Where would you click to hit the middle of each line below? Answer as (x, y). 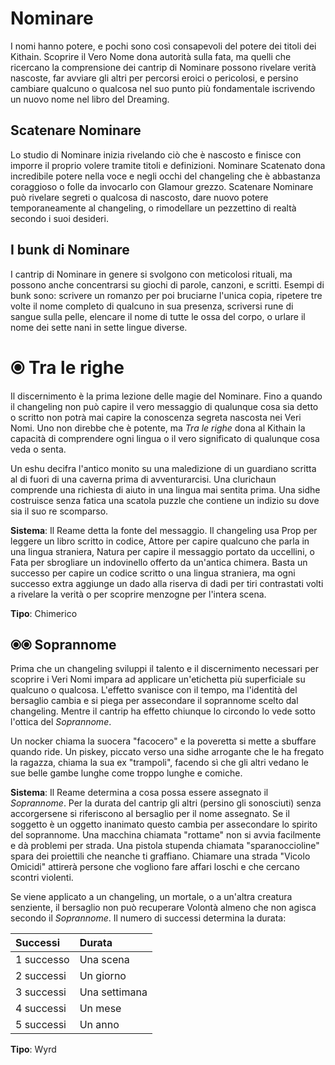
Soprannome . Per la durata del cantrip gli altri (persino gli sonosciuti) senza (166, 803)
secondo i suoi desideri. (59, 218)
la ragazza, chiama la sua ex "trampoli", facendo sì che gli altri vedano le (160, 763)
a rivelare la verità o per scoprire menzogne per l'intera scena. (138, 594)
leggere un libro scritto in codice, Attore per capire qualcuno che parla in (160, 541)
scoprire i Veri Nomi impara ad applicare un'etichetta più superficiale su (158, 679)
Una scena (104, 960)
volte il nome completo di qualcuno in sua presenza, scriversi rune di (152, 306)
